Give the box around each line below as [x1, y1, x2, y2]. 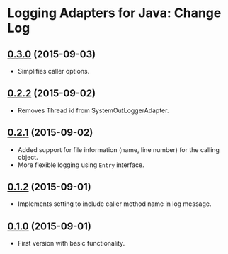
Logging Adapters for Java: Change [7, 5, 222, 21]
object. [17, 153, 38, 161]
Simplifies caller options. [17, 67, 90, 75]
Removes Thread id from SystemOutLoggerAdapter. [17, 106, 169, 115]
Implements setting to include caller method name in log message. [17, 200, 212, 208]
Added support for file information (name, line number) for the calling [17, 145, 220, 154]
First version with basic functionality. [17, 239, 125, 248]
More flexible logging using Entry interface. [17, 161, 145, 169]
